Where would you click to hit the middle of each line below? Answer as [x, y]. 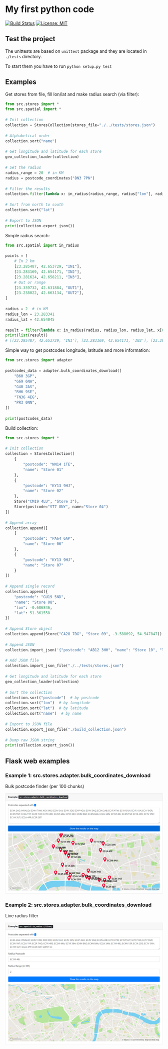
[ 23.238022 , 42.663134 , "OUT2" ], [49, 293]
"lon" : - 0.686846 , [33, 607]
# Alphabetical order [28, 136]
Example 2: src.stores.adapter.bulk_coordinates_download [78, 905]
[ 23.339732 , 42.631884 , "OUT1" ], [49, 288]
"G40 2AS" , [25, 387]
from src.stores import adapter [39, 360]
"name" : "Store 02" [43, 491]
